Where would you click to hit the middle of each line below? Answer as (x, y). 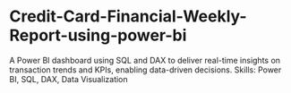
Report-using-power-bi (98, 35)
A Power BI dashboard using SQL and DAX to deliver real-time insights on (145, 60)
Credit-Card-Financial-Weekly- (128, 17)
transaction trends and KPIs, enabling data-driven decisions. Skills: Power (145, 70)
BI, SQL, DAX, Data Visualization (68, 79)
